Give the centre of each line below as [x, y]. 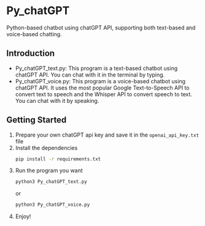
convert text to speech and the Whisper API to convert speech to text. [103, 94]
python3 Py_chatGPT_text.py [51, 182]
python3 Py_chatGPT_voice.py [52, 205]
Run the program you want [49, 171]
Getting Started [37, 120]
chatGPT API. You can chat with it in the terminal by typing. [90, 75]
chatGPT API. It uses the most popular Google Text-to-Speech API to [102, 88]
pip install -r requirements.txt [58, 159]
